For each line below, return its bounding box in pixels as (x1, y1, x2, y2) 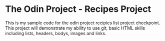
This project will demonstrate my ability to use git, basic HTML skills (5, 25, 145, 31)
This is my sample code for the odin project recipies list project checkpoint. (5, 20, 160, 26)
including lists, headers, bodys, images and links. (5, 30, 106, 36)
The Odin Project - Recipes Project (5, 3, 151, 15)
